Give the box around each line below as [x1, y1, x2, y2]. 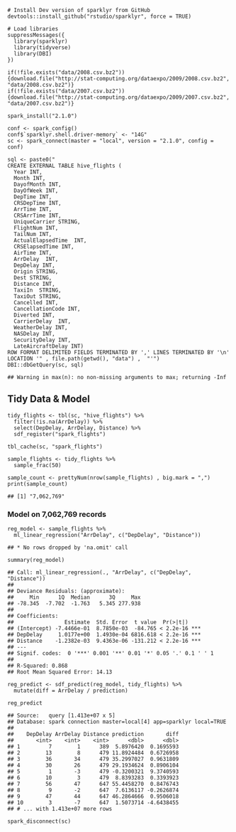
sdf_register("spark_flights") [13, 430, 106, 437]
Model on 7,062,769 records [7, 509, 106, 519]
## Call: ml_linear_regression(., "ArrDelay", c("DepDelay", [7, 569, 192, 576]
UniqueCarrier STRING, [13, 218, 81, 225]
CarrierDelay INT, [13, 318, 72, 325]
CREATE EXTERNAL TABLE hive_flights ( [7, 162, 122, 169]
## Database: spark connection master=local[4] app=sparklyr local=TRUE [7, 718, 227, 725]
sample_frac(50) [13, 462, 62, 469]
